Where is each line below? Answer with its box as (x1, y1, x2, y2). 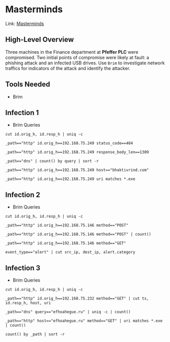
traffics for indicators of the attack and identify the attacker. (5, 65, 131, 71)
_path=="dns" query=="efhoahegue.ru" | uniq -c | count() (5, 309, 131, 314)
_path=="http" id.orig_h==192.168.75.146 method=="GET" (5, 241, 126, 246)
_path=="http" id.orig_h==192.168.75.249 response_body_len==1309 (5, 150, 149, 155)
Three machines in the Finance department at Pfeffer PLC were (5, 49, 138, 55)
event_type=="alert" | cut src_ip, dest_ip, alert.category (5, 249, 136, 255)
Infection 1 (5, 108, 39, 117)
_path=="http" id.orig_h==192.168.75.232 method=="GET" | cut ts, (5, 296, 149, 301)
